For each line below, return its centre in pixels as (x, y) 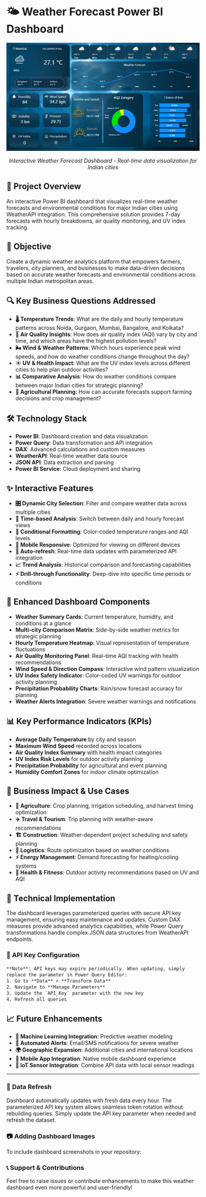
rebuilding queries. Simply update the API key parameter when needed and (101, 1113)
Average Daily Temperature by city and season (75, 739)
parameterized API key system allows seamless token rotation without (95, 1107)
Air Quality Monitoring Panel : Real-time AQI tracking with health (97, 656)
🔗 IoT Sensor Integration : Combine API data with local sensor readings (105, 1065)
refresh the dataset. (31, 1120)
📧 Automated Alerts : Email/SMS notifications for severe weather (97, 1043)
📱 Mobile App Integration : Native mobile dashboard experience (96, 1059)
